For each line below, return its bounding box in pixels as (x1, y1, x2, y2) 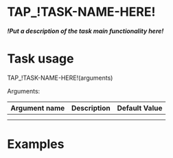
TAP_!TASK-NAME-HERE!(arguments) (7, 74, 113, 82)
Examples (7, 137, 65, 152)
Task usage (7, 51, 74, 67)
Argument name (10, 103, 65, 113)
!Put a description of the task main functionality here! (7, 27, 164, 35)
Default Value (117, 103, 163, 113)
